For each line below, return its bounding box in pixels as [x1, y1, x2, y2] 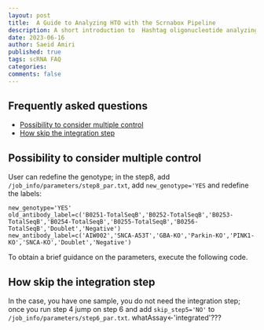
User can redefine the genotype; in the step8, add [8, 172, 170, 182]
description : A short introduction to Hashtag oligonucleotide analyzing [8, 26, 258, 34]
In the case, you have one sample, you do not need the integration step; [8, 296, 241, 306]
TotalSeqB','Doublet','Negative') [8, 225, 122, 233]
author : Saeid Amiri [8, 41, 76, 49]
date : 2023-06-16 [8, 33, 65, 42]
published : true [8, 48, 61, 56]
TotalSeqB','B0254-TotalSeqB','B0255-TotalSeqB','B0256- [8, 218, 199, 226]
